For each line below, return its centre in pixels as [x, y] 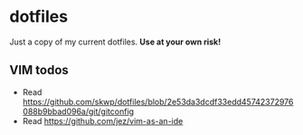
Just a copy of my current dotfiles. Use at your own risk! [115, 42]
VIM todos [39, 70]
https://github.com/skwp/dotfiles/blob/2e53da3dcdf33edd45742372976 [158, 101]
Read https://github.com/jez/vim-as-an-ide [103, 121]
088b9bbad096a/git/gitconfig [78, 111]
